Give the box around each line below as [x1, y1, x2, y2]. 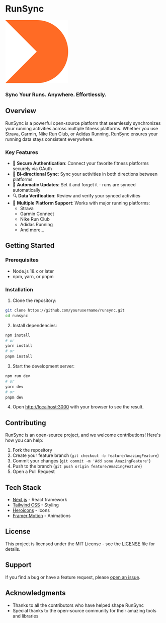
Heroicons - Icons [12, 507, 50, 513]
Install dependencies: [12, 322, 57, 328]
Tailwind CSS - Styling [12, 502, 59, 508]
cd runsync [5, 313, 28, 318]
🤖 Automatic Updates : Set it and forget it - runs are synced [12, 181, 136, 187]
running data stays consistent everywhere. [5, 136, 94, 142]
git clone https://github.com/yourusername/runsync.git [5, 307, 125, 313]
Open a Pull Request [12, 469, 55, 475]
